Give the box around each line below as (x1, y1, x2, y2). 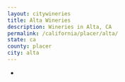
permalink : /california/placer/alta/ (7, 29, 119, 37)
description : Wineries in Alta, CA (7, 23, 112, 30)
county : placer (7, 43, 52, 50)
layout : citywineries (7, 10, 71, 18)
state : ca (7, 36, 37, 43)
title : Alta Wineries (7, 17, 71, 24)
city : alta (7, 50, 40, 57)
